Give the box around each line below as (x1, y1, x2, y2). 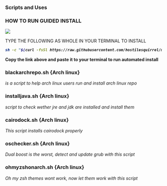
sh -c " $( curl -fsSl (5, 48, 48, 53)
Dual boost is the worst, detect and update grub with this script (5, 151, 135, 158)
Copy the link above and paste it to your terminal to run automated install (5, 57, 159, 63)
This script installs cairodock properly (5, 127, 83, 133)
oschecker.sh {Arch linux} (5, 140, 70, 147)
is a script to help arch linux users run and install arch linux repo (5, 80, 137, 86)
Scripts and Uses (5, 4, 47, 11)
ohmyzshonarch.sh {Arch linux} (5, 164, 84, 171)
